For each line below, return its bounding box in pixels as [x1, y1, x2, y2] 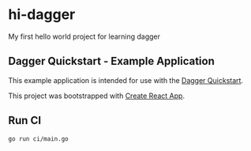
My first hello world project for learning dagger [8, 32, 160, 41]
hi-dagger [8, 6, 76, 24]
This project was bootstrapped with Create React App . [8, 91, 185, 100]
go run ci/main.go [8, 134, 69, 143]
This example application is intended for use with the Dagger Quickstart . [8, 75, 243, 85]
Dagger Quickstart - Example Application [8, 55, 215, 68]
